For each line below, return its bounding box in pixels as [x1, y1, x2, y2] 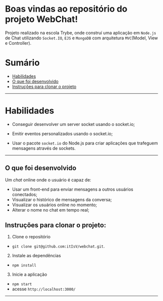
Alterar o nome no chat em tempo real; [12, 207, 90, 212]
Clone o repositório [12, 234, 51, 240]
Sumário [5, 57, 40, 69]
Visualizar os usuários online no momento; [12, 202, 97, 208]
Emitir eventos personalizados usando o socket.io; [12, 130, 113, 137]
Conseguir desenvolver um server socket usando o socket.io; [12, 121, 135, 127]
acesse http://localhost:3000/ [12, 286, 76, 292]
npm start [12, 282, 33, 287]
